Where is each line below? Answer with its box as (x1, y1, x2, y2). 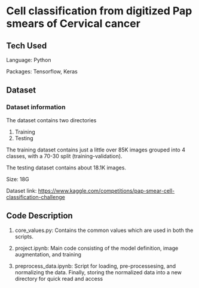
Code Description (6, 210, 73, 221)
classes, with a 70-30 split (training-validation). (6, 152, 123, 159)
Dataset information (6, 103, 66, 112)
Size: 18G (6, 175, 29, 182)
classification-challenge (6, 193, 66, 200)
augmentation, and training (14, 250, 82, 258)
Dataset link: (6, 187, 37, 194)
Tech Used (6, 41, 47, 51)
